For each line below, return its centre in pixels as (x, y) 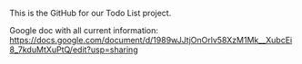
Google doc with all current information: (84, 30)
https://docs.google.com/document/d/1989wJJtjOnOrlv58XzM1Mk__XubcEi (151, 40)
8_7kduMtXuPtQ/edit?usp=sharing (74, 50)
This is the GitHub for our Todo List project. (91, 13)
